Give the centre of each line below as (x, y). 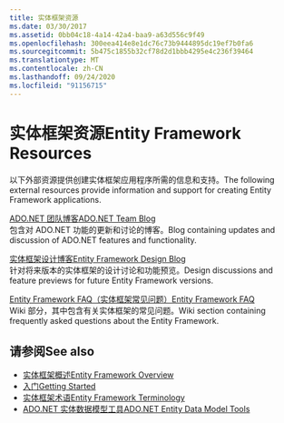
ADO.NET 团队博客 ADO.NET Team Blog (83, 218)
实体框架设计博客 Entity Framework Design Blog (98, 258)
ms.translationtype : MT (54, 60)
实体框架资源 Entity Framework (126, 133)
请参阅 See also (52, 351)
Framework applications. (55, 199)
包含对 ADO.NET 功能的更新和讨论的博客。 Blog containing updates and (142, 229)
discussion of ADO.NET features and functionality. (103, 240)
